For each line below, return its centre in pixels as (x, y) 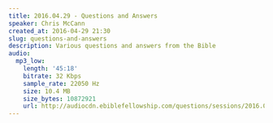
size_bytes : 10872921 (59, 99)
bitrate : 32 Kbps (52, 76)
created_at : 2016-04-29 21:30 (60, 31)
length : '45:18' (51, 69)
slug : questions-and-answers (58, 38)
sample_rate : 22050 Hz (61, 83)
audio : (19, 53)
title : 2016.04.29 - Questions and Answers (83, 16)
